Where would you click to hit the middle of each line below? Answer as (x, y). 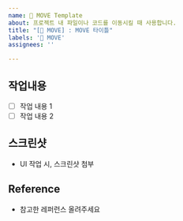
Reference (34, 189)
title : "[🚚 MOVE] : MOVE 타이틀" (60, 30)
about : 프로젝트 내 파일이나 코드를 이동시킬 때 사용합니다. (92, 23)
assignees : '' (32, 45)
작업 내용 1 (36, 106)
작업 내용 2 (36, 116)
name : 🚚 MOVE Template (45, 15)
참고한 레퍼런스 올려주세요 (60, 209)
